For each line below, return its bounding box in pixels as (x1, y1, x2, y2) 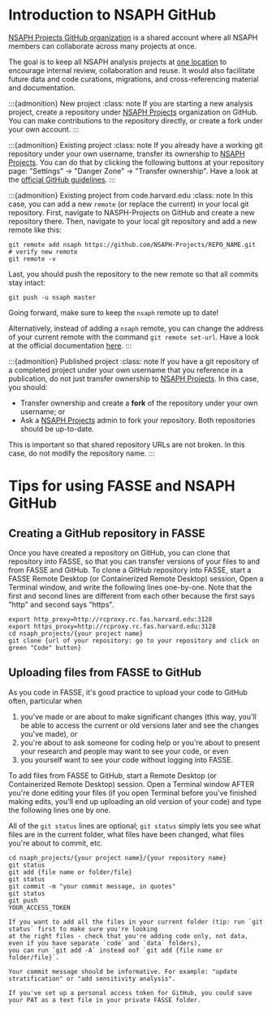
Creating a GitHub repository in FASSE (8, 526, 205, 540)
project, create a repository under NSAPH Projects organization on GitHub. (8, 107, 258, 117)
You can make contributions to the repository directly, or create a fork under (8, 115, 263, 125)
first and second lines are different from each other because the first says (8, 590, 256, 600)
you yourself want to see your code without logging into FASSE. (19, 755, 234, 764)
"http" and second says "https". (8, 599, 114, 609)
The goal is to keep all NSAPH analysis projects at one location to (8, 57, 227, 67)
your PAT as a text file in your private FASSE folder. (8, 996, 201, 1004)
